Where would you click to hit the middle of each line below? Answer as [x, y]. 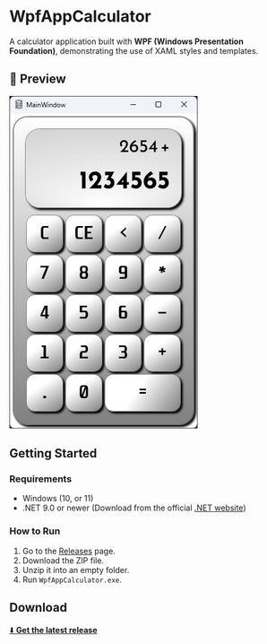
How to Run [35, 531]
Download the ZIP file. [63, 560]
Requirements [41, 479]
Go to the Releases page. [69, 551]
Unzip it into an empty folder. [76, 570]
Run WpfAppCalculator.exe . [72, 579]
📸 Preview [38, 79]
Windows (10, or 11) [58, 499]
